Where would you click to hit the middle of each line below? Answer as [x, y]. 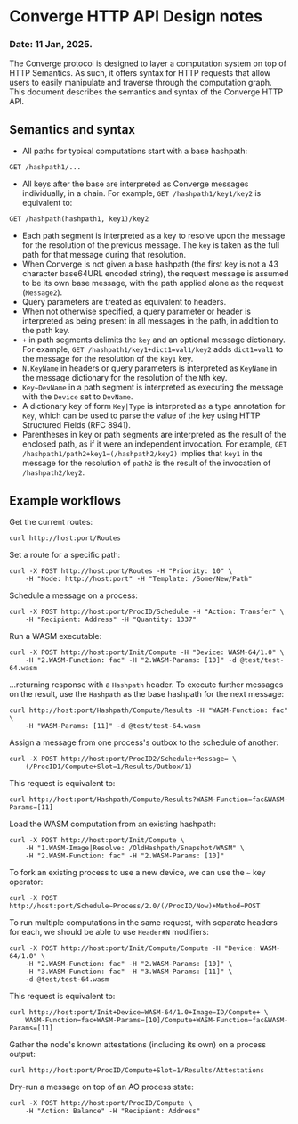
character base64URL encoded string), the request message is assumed [155, 274]
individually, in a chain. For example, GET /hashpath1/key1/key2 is [141, 193]
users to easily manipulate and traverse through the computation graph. [141, 83]
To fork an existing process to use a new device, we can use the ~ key [137, 873]
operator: [26, 882]
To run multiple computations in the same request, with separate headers [143, 923]
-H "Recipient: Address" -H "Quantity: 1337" [111, 620]
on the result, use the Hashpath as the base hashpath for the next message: [147, 694]
